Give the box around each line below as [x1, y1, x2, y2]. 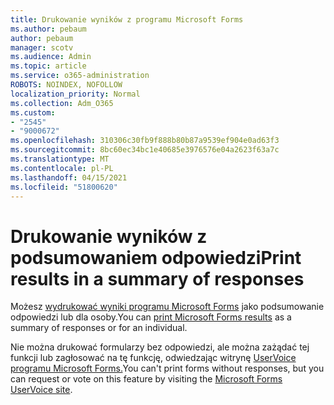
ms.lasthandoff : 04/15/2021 [10, 172, 128, 183]
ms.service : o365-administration [10, 71, 150, 81]
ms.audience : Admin [10, 52, 92, 62]
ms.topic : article [10, 61, 87, 71]
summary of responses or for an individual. [10, 322, 188, 334]
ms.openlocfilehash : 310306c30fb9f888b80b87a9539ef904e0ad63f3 [10, 136, 280, 146]
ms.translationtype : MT [10, 154, 110, 164]
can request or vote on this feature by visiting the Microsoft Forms [10, 373, 283, 385]
